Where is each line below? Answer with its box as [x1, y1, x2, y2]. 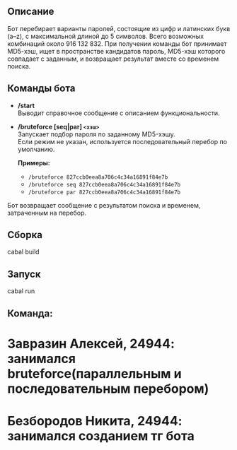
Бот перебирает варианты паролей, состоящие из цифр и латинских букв [7, 24, 231, 32]
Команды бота [7, 83, 76, 95]
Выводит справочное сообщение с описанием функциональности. [17, 109, 221, 117]
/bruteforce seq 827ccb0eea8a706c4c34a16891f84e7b [28, 181, 181, 188]
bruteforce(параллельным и [7, 365, 182, 381]
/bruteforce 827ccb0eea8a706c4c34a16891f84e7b [28, 173, 168, 181]
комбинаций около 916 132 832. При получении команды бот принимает [7, 39, 228, 48]
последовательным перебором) [7, 381, 209, 396]
